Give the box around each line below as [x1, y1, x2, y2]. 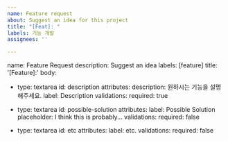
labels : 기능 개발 [7, 29, 55, 37]
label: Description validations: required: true [43, 92, 168, 100]
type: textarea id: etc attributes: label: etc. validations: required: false [17, 126, 213, 135]
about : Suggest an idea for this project [7, 17, 129, 24]
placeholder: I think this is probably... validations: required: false [17, 113, 200, 122]
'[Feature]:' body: [7, 69, 57, 77]
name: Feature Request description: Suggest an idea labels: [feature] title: [7, 61, 218, 69]
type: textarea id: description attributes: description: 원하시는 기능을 [17, 83, 209, 91]
